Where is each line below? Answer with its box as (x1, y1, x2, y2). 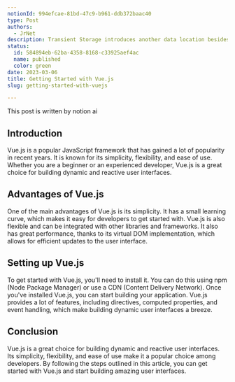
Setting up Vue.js (7, 257, 85, 269)
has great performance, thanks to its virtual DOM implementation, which (7, 229, 215, 238)
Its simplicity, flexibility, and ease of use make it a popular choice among (7, 351, 216, 360)
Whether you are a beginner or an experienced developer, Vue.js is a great (7, 161, 222, 169)
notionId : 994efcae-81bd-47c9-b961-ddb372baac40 (7, 10, 152, 17)
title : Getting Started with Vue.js (7, 75, 114, 83)
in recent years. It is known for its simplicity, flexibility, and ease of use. (7, 153, 213, 162)
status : (7, 43, 30, 50)
